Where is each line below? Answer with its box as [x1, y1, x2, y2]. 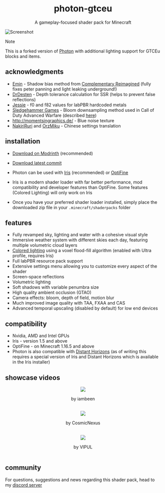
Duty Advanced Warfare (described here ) [12, 112, 97, 118]
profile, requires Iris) [12, 253, 54, 259]
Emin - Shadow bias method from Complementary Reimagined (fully [12, 81, 152, 87]
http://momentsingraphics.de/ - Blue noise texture [12, 117, 115, 124]
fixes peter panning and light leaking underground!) [12, 86, 117, 92]
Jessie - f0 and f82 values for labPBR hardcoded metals [12, 102, 127, 108]
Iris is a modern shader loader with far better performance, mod [12, 179, 142, 185]
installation [5, 137, 41, 146]
